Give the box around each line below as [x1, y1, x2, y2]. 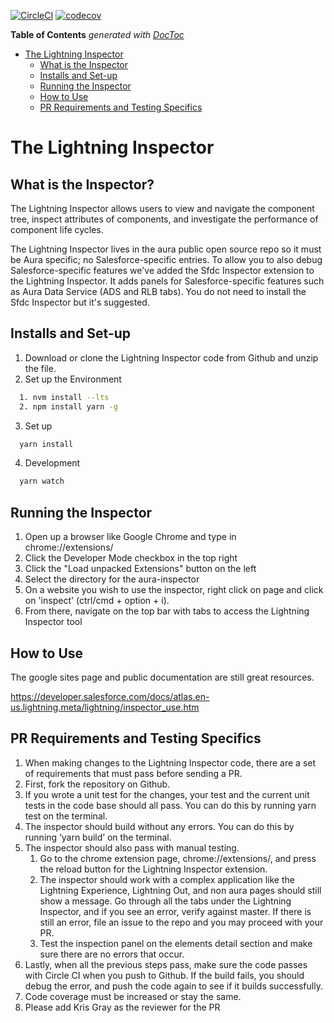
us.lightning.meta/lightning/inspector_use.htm [10, 701, 200, 713]
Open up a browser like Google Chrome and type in [24, 531, 237, 543]
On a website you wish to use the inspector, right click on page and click [24, 584, 324, 596]
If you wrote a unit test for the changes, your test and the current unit [24, 788, 310, 800]
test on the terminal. [24, 810, 108, 822]
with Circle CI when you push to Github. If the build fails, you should [24, 969, 305, 981]
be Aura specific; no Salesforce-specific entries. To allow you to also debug [10, 254, 323, 265]
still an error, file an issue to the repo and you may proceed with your [39, 916, 324, 928]
